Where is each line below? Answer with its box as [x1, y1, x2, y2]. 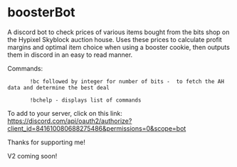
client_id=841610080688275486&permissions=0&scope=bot [7, 124, 186, 132]
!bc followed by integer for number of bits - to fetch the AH [29, 77, 224, 85]
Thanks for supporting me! [7, 138, 85, 146]
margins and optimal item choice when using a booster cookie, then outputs [7, 43, 230, 51]
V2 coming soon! [7, 151, 58, 160]
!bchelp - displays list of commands [29, 97, 142, 104]
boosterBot [7, 4, 76, 21]
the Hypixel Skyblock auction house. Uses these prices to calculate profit [7, 35, 222, 43]
